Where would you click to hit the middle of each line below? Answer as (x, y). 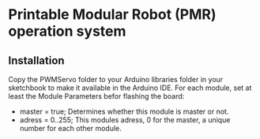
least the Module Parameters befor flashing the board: (96, 96)
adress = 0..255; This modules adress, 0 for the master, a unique (125, 120)
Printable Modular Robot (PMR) (112, 15)
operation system (67, 31)
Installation (36, 60)
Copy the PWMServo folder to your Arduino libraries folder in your (116, 79)
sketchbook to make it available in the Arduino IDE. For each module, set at (130, 88)
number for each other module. (71, 128)
